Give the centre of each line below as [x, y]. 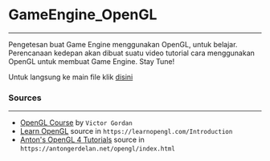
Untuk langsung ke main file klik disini [71, 77]
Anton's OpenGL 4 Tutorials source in [82, 140]
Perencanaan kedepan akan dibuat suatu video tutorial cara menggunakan [132, 53]
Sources [25, 98]
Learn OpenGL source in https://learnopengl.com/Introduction [126, 131]
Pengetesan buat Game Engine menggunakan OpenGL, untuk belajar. [123, 44]
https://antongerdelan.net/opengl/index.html [97, 149]
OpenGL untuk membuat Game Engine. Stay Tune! [92, 61]
